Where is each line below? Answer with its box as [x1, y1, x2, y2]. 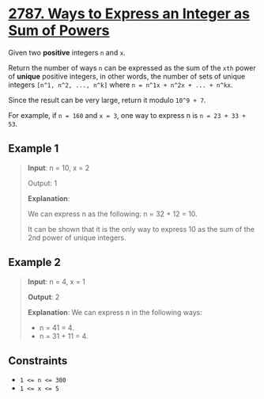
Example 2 [8, 256, 61, 269]
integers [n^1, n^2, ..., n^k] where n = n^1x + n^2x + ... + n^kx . [8, 80, 233, 89]
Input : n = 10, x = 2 [27, 163, 89, 173]
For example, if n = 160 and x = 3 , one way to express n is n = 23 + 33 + [8, 110, 247, 120]
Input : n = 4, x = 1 [27, 276, 85, 286]
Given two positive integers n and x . [8, 47, 126, 57]
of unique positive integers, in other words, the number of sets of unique [8, 71, 246, 81]
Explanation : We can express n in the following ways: [27, 307, 203, 317]
